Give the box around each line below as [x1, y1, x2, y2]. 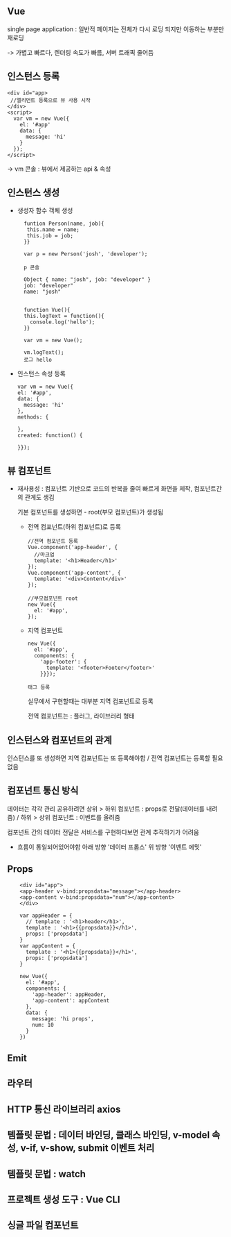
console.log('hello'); [30, 319, 95, 326]
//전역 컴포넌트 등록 [27, 538, 78, 545]
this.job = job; [26, 233, 74, 239]
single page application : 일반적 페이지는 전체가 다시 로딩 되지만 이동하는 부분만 [7, 24, 225, 33]
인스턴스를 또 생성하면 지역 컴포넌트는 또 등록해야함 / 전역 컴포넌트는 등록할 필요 [7, 754, 223, 762]
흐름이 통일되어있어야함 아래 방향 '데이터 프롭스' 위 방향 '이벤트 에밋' [17, 843, 202, 851]
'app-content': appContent [32, 997, 110, 1004]
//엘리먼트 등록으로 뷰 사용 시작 [10, 96, 91, 103]
